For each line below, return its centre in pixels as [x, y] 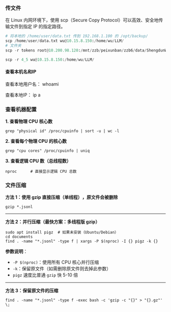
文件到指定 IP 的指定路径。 [37, 27]
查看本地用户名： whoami [32, 84]
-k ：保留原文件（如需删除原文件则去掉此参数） [62, 269]
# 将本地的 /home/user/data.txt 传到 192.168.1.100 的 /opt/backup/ [77, 36]
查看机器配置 [21, 109]
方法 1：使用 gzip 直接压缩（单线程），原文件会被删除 [62, 197]
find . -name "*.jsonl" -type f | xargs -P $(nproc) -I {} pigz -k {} [82, 241]
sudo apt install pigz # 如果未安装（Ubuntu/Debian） [62, 232]
